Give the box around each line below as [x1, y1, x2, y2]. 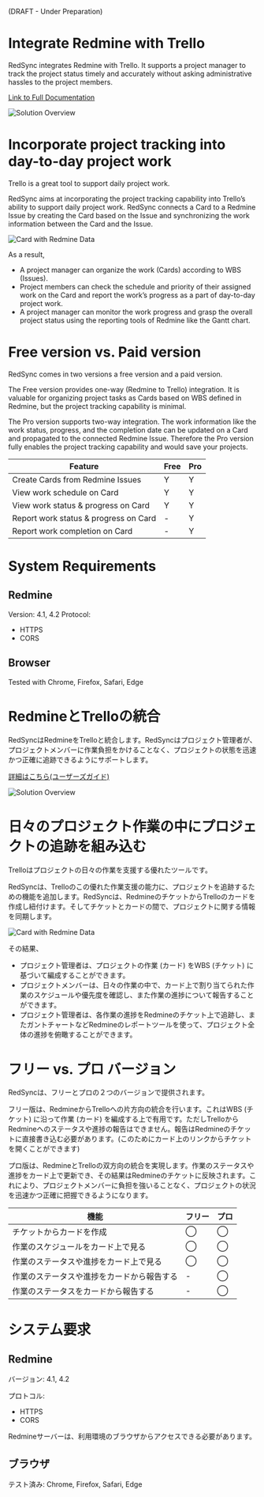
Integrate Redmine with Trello [8, 35, 206, 52]
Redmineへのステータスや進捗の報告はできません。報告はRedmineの [8, 1125, 231, 1134]
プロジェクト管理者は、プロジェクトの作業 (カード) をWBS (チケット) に [19, 960, 254, 970]
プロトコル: [8, 1391, 46, 1401]
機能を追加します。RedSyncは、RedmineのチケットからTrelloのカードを [21, 891, 256, 901]
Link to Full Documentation [8, 93, 95, 102]
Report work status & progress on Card [12, 512, 156, 524]
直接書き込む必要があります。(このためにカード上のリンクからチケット [21, 1134, 252, 1144]
